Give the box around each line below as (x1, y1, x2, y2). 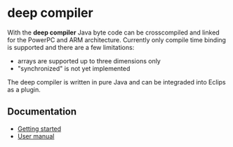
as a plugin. (7, 85, 41, 94)
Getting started (17, 124, 62, 133)
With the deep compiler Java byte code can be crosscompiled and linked (7, 28, 220, 37)
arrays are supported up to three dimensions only (17, 56, 161, 65)
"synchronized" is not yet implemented (17, 64, 131, 72)
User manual (17, 132, 55, 140)
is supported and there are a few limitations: (7, 43, 135, 51)
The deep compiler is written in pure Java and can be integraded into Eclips (7, 77, 226, 86)
